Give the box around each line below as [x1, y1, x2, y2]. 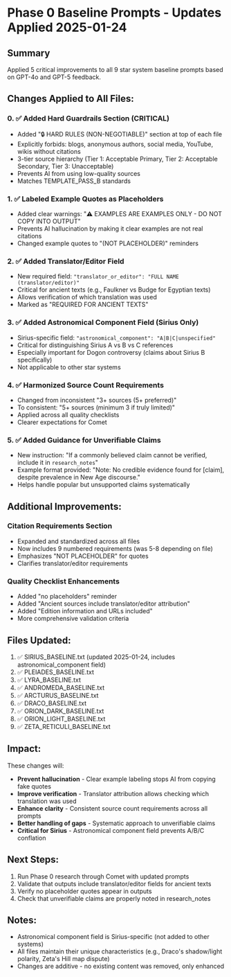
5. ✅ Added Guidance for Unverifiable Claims [7, 435, 161, 445]
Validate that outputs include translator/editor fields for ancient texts [17, 879, 212, 888]
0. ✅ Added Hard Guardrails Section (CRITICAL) [7, 114, 170, 123]
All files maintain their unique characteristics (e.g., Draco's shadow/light [17, 947, 223, 956]
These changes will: [7, 761, 64, 770]
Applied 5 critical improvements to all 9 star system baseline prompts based [7, 66, 223, 73]
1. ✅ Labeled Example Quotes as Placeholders [7, 194, 164, 204]
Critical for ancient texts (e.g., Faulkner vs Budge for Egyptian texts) [17, 285, 211, 294]
